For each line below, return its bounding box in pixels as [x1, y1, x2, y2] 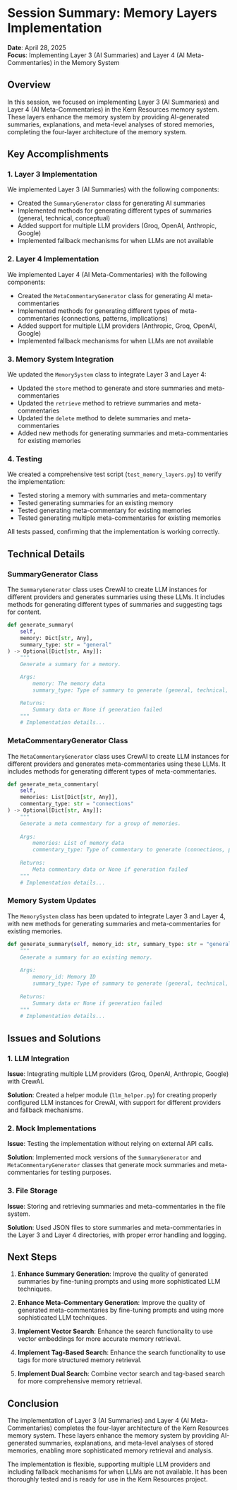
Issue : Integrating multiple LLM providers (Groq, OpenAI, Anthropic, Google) [7, 1070, 229, 1078]
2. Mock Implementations [7, 1123, 97, 1133]
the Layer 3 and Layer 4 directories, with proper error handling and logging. [7, 1231, 227, 1239]
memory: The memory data [32, 680, 106, 687]
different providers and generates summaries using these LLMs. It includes [7, 593, 226, 601]
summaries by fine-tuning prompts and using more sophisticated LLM [17, 1277, 221, 1286]
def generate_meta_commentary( [7, 781, 99, 788]
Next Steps [7, 1251, 57, 1263]
